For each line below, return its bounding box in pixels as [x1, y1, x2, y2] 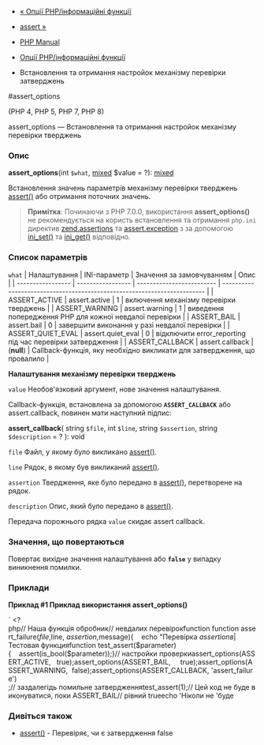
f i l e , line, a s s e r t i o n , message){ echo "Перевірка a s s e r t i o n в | [39, 632, 236, 642]
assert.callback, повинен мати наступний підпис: [8, 408, 172, 417]
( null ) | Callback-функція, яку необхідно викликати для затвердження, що [8, 345, 255, 354]
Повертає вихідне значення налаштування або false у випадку [8, 554, 221, 563]
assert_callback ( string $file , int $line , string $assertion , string [8, 423, 218, 432]
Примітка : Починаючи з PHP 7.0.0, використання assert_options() [27, 207, 251, 216]
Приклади [8, 582, 50, 593]
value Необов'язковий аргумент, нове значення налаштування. [8, 384, 221, 394]
